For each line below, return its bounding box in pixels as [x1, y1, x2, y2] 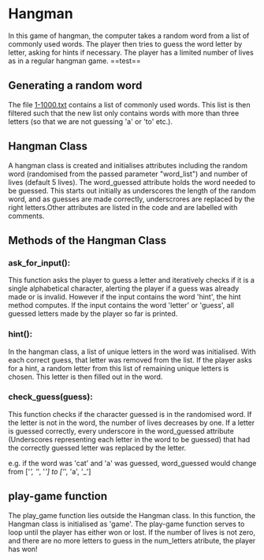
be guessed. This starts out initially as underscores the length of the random [8, 186, 256, 195]
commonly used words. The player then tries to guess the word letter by [8, 39, 243, 48]
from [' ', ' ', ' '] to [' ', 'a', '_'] [8, 467, 91, 476]
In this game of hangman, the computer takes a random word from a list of [8, 31, 250, 40]
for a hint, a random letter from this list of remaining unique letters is [8, 363, 229, 373]
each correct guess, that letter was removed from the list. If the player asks [8, 355, 252, 364]
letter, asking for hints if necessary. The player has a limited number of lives [8, 47, 254, 57]
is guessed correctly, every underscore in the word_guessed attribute [8, 426, 234, 435]
